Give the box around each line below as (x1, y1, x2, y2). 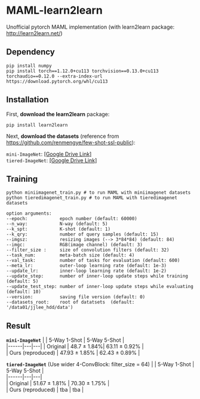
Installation (6, 95, 49, 105)
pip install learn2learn (6, 122, 68, 128)
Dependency (6, 47, 55, 57)
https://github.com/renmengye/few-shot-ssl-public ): (6, 138, 136, 146)
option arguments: (6, 211, 52, 216)
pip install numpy (6, 63, 52, 69)
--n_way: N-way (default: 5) (6, 221, 109, 227)
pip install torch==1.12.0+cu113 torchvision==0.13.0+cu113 (6, 68, 159, 74)
